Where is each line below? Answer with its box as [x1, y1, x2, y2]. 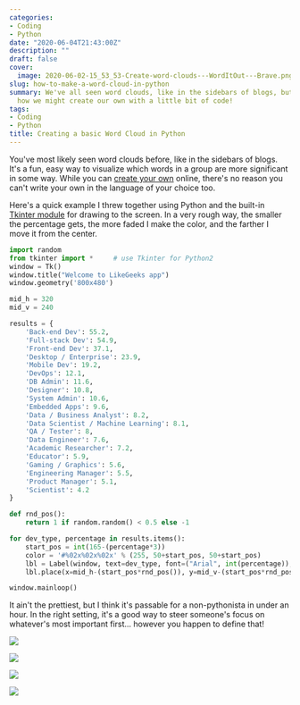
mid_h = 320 [9, 295, 54, 304]
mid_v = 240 [9, 303, 54, 313]
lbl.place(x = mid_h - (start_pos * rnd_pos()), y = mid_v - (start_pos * [25, 567, 266, 576]
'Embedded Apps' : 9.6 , [25, 402, 110, 411]
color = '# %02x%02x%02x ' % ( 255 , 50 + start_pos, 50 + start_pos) [25, 550, 262, 559]
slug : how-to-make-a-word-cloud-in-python [9, 80, 170, 88]
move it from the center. [9, 228, 98, 239]
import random [9, 245, 62, 255]
